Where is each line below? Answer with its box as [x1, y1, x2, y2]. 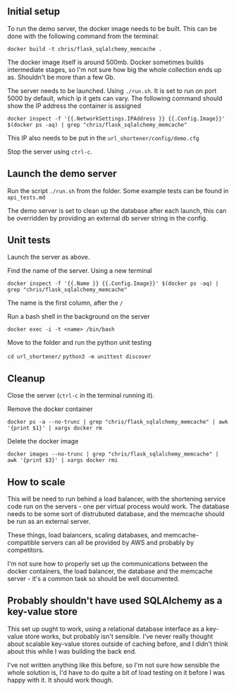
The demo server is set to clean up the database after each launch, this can [7, 206, 227, 214]
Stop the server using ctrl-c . [7, 147, 93, 156]
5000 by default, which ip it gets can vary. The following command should [7, 94, 223, 102]
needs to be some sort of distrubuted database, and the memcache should [7, 510, 225, 518]
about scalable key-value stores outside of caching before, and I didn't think [7, 640, 229, 648]
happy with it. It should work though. [7, 675, 114, 684]
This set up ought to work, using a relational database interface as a [7, 624, 205, 633]
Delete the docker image [7, 437, 79, 446]
